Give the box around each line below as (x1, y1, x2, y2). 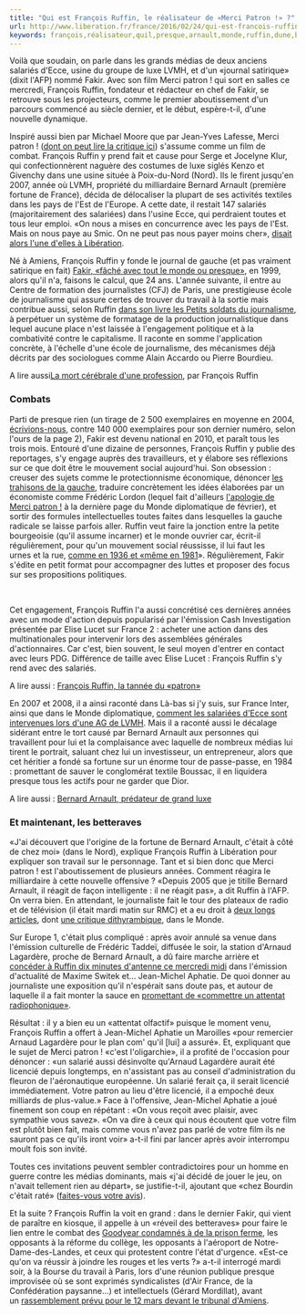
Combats (9, 393, 52, 406)
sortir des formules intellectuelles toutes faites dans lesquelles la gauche (9, 510, 282, 521)
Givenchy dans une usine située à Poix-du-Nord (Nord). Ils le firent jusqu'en (9, 170, 294, 181)
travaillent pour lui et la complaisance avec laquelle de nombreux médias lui (9, 736, 293, 747)
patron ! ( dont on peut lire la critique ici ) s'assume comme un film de (9, 141, 266, 151)
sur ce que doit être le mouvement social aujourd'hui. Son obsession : (9, 462, 271, 473)
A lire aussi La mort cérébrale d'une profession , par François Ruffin (9, 370, 259, 381)
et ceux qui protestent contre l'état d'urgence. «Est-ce (84, 1247, 289, 1258)
